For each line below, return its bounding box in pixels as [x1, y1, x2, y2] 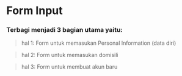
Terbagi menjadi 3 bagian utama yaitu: [6, 26, 123, 34]
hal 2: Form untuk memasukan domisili [21, 51, 118, 59]
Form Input [6, 4, 63, 18]
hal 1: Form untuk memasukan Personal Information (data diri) [21, 39, 177, 47]
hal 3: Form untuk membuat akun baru [21, 63, 118, 70]
